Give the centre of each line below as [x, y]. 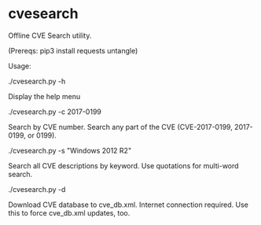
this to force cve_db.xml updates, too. [69, 212]
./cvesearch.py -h [37, 81]
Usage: [20, 66]
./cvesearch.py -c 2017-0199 [55, 112]
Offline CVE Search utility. [50, 35]
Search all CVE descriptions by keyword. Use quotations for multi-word [123, 165]
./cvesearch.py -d [37, 189]
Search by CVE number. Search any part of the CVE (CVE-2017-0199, [121, 127]
